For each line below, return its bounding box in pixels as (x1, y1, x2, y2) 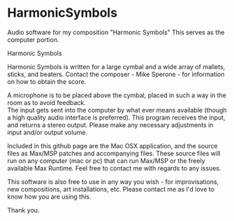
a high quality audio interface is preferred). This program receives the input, (7, 113, 226, 122)
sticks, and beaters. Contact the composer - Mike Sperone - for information (7, 70, 225, 78)
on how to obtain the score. (7, 77, 87, 85)
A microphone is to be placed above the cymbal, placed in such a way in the (7, 91, 227, 99)
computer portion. (7, 35, 59, 43)
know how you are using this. (7, 192, 92, 201)
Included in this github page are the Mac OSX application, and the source (7, 141, 218, 150)
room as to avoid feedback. (7, 98, 86, 106)
